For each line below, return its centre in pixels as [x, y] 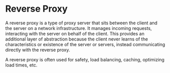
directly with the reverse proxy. [38, 50]
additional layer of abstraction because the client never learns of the [77, 39]
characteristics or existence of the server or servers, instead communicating [85, 44]
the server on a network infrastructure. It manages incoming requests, [79, 28]
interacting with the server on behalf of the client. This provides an [75, 33]
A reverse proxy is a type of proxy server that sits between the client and [81, 23]
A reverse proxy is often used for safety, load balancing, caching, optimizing [85, 59]
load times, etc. [21, 65]
